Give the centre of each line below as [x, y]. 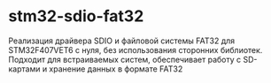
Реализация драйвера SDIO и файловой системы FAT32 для [122, 41]
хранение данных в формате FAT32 [116, 69]
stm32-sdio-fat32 [76, 16]
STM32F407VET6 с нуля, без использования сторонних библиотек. [135, 49]
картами [24, 69]
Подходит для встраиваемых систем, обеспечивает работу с [125, 59]
